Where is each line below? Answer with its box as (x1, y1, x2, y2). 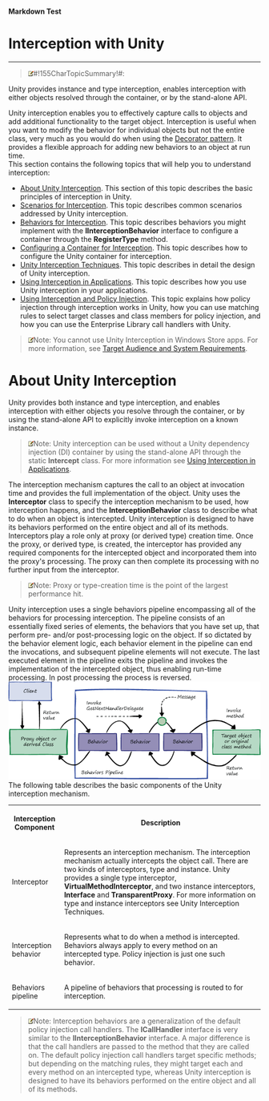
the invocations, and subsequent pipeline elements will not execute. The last (8, 647, 260, 657)
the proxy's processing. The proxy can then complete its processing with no (8, 557, 259, 567)
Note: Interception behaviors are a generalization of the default (33, 1016, 241, 1026)
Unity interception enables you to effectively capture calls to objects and (8, 108, 248, 118)
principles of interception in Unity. (19, 192, 132, 201)
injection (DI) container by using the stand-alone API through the (27, 447, 242, 457)
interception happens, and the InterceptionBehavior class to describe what (8, 506, 258, 515)
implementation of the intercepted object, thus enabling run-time (8, 664, 222, 674)
